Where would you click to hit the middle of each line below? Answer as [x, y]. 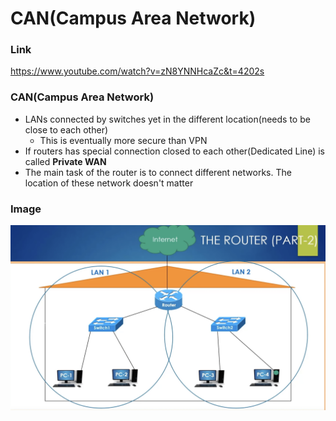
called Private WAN [65, 161]
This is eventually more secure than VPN [123, 140]
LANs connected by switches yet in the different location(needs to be [167, 119]
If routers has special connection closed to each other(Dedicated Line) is [174, 151]
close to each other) [66, 129]
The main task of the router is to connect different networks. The [158, 172]
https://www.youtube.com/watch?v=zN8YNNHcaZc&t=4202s [137, 71]
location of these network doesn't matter [109, 183]
